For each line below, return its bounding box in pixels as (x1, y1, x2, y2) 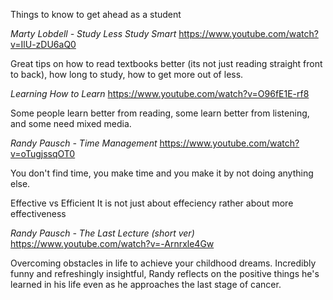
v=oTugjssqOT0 (10, 148, 76, 159)
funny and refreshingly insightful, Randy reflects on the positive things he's (10, 268, 320, 279)
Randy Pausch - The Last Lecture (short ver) (10, 227, 195, 239)
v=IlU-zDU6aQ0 (10, 39, 77, 50)
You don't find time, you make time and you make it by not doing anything (10, 167, 314, 179)
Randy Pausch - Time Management (10, 137, 158, 149)
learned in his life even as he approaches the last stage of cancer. (10, 279, 282, 290)
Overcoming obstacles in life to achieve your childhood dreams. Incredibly (10, 257, 317, 269)
